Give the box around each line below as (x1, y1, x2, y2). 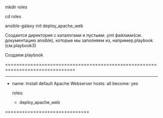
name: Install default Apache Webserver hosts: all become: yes (12, 81, 138, 86)
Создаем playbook (5, 52, 44, 58)
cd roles (5, 14, 21, 19)
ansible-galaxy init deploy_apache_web (5, 23, 83, 29)
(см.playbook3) (5, 43, 36, 48)
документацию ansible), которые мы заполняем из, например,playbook (5, 37, 153, 43)
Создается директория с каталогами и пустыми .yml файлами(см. (5, 33, 142, 38)
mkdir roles (5, 4, 28, 10)
